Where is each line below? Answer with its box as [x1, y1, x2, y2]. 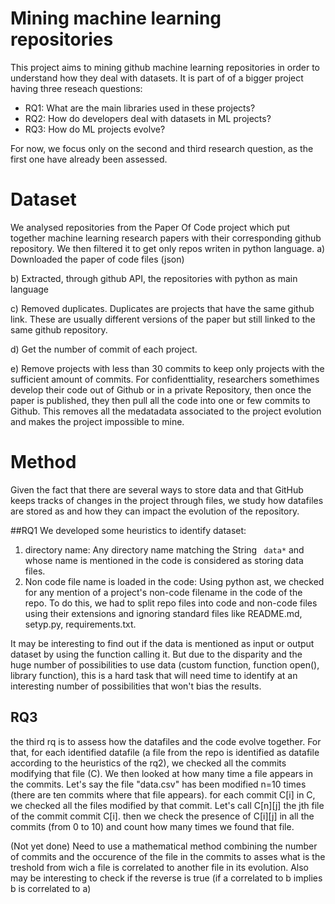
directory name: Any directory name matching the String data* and [24, 543, 305, 556]
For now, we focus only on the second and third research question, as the [10, 142, 314, 154]
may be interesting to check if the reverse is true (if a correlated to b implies [10, 872, 323, 884]
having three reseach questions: [10, 82, 143, 94]
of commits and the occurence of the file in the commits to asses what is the [10, 850, 326, 862]
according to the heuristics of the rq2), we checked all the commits [10, 757, 287, 769]
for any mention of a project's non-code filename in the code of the [24, 586, 303, 598]
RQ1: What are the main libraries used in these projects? [24, 102, 256, 114]
